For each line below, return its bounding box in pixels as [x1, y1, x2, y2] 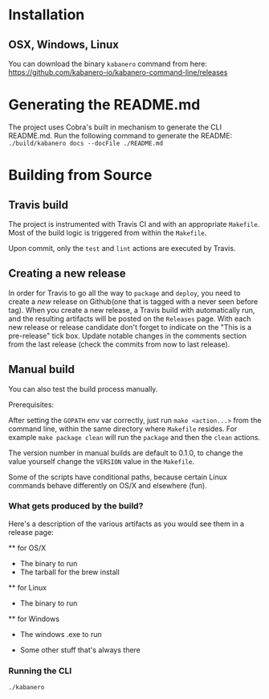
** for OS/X [8, 543, 47, 553]
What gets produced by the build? [8, 500, 144, 512]
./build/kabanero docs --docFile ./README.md [8, 139, 163, 147]
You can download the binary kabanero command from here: [8, 59, 207, 68]
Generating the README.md [8, 96, 201, 114]
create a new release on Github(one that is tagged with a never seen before [8, 296, 259, 306]
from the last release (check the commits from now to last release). [8, 339, 230, 349]
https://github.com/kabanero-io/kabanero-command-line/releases [8, 68, 228, 77]
